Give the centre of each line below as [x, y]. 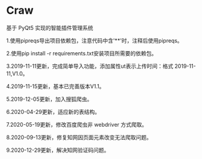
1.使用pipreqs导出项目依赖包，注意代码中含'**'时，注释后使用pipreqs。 [94, 40]
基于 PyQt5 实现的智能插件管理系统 [50, 28]
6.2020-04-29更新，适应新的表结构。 [53, 112]
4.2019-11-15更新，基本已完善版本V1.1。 [55, 86]
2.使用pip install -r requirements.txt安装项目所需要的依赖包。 [82, 53]
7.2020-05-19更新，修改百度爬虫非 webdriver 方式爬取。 [77, 124]
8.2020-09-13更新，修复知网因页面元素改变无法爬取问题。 [79, 137]
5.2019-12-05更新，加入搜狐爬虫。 [49, 99]
